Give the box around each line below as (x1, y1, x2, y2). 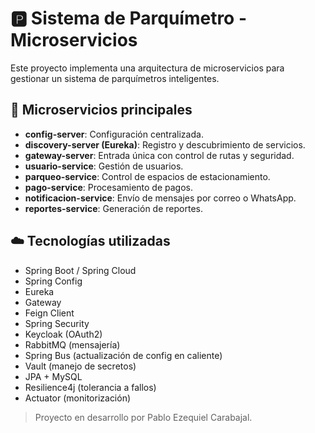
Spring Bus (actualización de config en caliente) (24, 349, 223, 361)
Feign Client (24, 307, 75, 319)
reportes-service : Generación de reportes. (24, 202, 203, 214)
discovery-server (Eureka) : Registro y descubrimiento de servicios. (24, 138, 306, 151)
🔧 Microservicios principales (10, 102, 193, 119)
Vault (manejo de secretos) (24, 360, 137, 372)
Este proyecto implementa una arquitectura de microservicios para (10, 62, 285, 74)
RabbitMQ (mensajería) (24, 338, 121, 351)
